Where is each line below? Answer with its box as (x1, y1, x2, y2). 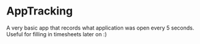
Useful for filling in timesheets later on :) (6, 30, 107, 37)
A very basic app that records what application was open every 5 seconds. (6, 24, 195, 31)
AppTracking (6, 4, 73, 18)
